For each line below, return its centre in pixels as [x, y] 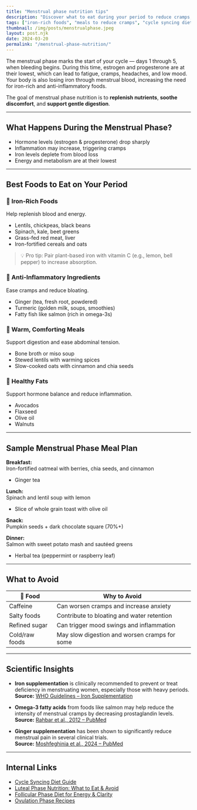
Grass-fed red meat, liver [45, 238]
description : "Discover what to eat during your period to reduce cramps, [99, 17]
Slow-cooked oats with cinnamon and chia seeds [74, 366]
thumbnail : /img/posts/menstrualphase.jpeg [60, 28]
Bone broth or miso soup [45, 353]
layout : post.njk [27, 34]
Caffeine [21, 606]
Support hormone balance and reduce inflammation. [69, 394]
